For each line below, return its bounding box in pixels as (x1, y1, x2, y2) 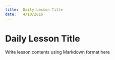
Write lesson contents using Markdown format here (5, 49, 110, 55)
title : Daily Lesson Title (5, 7, 63, 12)
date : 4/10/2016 (5, 12, 43, 17)
